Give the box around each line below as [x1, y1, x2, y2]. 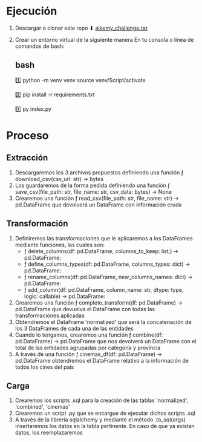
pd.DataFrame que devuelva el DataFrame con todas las [15, 305, 155, 312]
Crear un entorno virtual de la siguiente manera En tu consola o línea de [15, 36, 194, 43]
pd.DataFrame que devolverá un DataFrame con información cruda [15, 201, 182, 208]
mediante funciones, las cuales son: [15, 241, 105, 248]
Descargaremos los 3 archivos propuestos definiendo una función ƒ [15, 168, 184, 176]
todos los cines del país [15, 363, 74, 371]
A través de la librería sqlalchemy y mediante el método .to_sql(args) [15, 416, 186, 423]
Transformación [6, 219, 68, 229]
